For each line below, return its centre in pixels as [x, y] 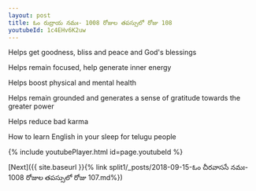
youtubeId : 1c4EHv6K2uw [47, 30]
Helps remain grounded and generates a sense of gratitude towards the [124, 98]
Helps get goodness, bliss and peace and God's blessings [102, 53]
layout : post [30, 15]
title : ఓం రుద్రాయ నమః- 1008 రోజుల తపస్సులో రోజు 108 [90, 23]
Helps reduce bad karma [48, 122]
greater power [31, 106]
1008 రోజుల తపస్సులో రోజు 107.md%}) [66, 178]
